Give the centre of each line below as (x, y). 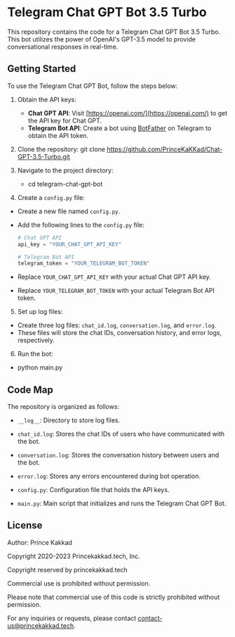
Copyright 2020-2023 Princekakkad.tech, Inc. (74, 556)
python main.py (40, 367)
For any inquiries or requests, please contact (72, 618)
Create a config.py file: (51, 197)
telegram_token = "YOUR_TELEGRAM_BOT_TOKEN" (83, 264)
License (25, 525)
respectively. (36, 340)
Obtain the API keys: (47, 99)
